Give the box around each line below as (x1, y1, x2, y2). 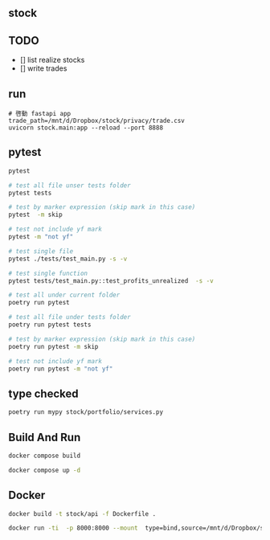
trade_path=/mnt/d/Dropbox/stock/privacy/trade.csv (8, 117, 185, 125)
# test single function (8, 269, 88, 277)
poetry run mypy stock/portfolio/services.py (8, 408, 163, 416)
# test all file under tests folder (8, 313, 131, 321)
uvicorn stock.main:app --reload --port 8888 (8, 124, 163, 132)
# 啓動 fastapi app (8, 110, 72, 118)
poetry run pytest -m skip (8, 342, 99, 350)
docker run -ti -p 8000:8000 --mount (8, 524, 138, 533)
